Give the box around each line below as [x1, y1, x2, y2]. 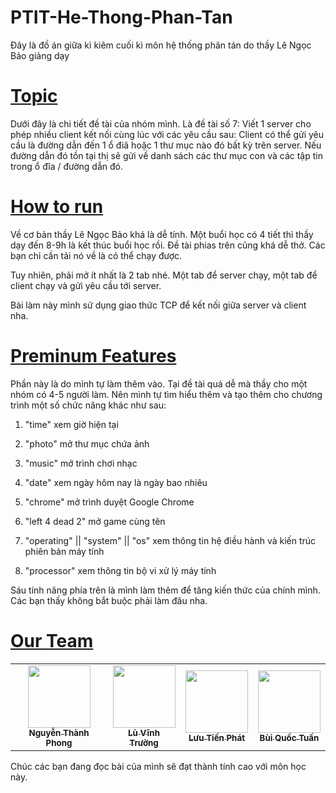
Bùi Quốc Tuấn [259, 732, 320, 743]
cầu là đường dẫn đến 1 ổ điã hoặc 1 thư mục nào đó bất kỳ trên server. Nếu [10, 139, 322, 151]
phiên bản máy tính [24, 545, 105, 557]
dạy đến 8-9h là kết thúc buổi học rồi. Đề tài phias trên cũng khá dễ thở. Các [10, 239, 326, 251]
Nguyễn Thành [28, 727, 90, 738]
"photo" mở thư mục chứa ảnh [24, 437, 150, 450]
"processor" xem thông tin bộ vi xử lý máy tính [24, 564, 217, 576]
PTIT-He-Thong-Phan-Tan [10, 6, 233, 29]
